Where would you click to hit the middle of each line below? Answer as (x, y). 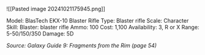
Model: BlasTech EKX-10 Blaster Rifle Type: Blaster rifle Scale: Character (98, 20)
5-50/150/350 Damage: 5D (40, 34)
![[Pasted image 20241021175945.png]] (56, 9)
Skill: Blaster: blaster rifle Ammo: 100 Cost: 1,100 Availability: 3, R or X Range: (103, 27)
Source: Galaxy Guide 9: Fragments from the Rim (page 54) (82, 46)
